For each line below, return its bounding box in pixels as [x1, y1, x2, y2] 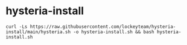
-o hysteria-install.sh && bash [72, 28, 154, 35]
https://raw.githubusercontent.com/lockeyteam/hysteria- [30, 24, 176, 30]
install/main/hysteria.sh [5, 28, 71, 35]
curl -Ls [5, 24, 28, 30]
